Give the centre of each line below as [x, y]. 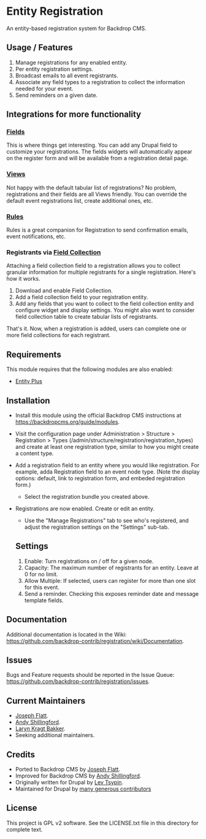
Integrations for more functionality [74, 115]
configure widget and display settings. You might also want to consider [105, 310]
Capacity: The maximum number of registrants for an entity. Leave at [112, 568]
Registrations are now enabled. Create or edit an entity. [85, 509]
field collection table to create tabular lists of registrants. [86, 317]
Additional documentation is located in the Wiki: [67, 634]
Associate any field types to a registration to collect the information [100, 82]
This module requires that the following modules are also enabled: [90, 369]
